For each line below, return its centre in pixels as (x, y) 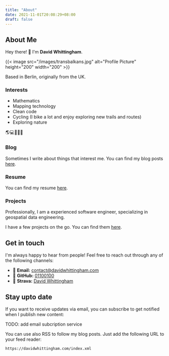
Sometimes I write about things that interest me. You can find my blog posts (84, 158)
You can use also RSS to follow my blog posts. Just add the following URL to (85, 334)
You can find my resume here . (37, 188)
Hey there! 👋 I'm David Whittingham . (44, 52)
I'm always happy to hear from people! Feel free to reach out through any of (84, 255)
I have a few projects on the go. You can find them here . (64, 227)
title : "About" (21, 10)
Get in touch (25, 243)
